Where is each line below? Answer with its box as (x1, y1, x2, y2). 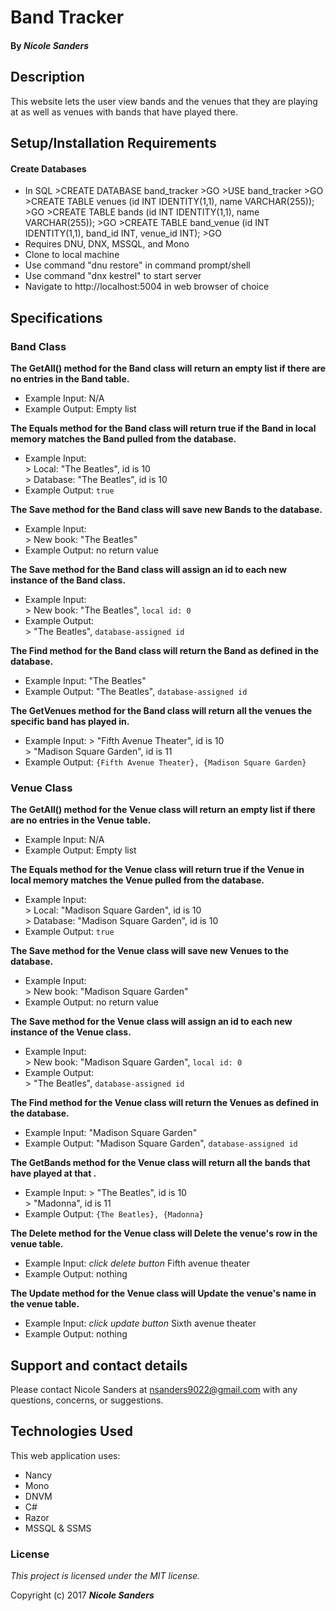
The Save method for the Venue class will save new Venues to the (10, 945, 290, 957)
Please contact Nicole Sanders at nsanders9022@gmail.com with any (10, 1383, 298, 1395)
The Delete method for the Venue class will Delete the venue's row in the (10, 1227, 318, 1240)
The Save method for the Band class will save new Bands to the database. (10, 503, 323, 515)
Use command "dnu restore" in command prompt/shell (24, 259, 251, 271)
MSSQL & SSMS (24, 1522, 92, 1534)
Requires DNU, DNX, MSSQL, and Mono (24, 238, 190, 250)
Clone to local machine (24, 249, 120, 261)
